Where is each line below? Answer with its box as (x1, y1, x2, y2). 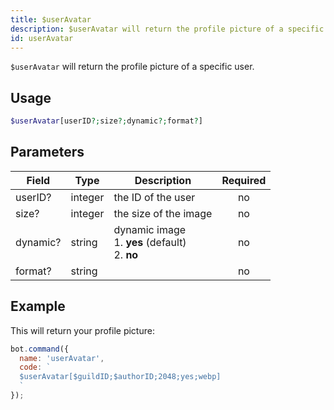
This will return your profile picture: (10, 324, 155, 336)
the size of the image (113, 206, 213, 220)
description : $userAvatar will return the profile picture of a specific (10, 24, 325, 34)
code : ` (19, 362, 52, 373)
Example (10, 298, 66, 315)
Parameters (10, 144, 85, 161)
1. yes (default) (113, 235, 187, 249)
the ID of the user (113, 190, 196, 204)
